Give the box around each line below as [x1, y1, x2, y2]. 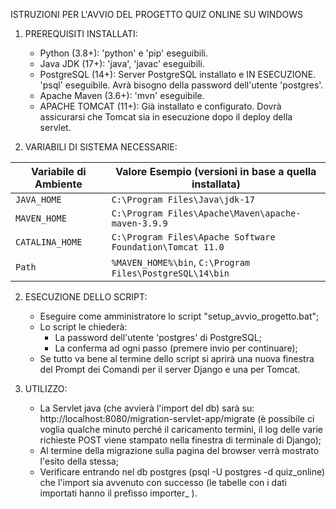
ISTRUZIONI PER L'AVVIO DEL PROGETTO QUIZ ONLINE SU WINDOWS [10, 9, 303, 20]
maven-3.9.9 [111, 218, 168, 229]
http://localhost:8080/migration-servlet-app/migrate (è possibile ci [39, 413, 315, 424]
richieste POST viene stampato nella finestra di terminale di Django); [39, 434, 322, 446]
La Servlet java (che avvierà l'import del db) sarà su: [39, 402, 255, 414]
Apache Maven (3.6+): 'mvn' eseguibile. [39, 90, 205, 101]
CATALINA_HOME [15, 237, 83, 248]
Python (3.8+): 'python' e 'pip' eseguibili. [39, 47, 208, 59]
